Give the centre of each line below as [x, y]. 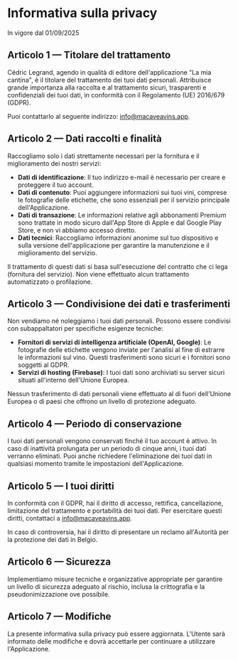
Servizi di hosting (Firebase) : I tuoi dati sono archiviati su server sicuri [121, 373]
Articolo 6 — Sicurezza [59, 562]
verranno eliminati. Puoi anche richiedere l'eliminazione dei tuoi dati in [110, 456]
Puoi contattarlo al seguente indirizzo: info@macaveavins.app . [99, 116]
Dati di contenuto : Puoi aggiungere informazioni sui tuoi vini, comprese [122, 192]
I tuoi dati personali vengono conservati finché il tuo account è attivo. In [112, 441]
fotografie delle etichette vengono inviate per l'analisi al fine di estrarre [121, 350]
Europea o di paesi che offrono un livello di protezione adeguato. [102, 401]
